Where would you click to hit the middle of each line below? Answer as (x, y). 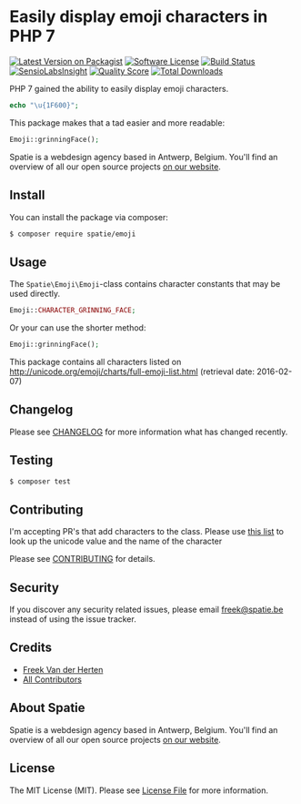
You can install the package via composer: (89, 217)
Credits (31, 648)
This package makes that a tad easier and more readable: (117, 122)
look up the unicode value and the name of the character (116, 541)
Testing (31, 460)
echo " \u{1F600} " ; (44, 105)
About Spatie (47, 708)
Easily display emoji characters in (139, 17)
